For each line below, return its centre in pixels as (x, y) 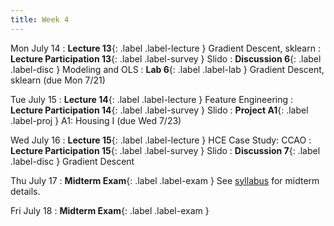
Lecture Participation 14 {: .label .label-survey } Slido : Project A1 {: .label (159, 110)
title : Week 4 (40, 19)
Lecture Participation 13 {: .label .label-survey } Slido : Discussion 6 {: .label (166, 58)
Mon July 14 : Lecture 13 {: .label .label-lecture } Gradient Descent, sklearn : (165, 48)
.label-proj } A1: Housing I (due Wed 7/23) (96, 120)
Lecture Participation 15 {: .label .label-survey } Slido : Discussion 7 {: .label (165, 150)
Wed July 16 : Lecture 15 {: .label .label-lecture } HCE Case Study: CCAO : (161, 140)
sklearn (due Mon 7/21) (58, 80)
